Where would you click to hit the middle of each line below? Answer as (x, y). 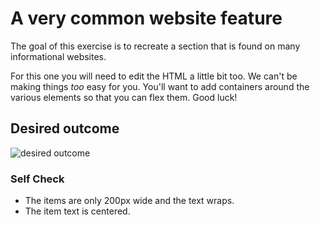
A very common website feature (146, 18)
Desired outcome (65, 128)
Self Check (37, 179)
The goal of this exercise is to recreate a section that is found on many (155, 46)
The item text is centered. (77, 211)
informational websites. (58, 56)
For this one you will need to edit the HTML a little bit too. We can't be (154, 76)
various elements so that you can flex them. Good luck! (124, 97)
